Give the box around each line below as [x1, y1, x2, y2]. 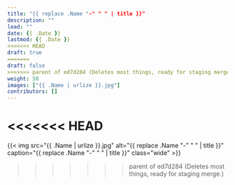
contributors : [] [7, 88, 58, 95]
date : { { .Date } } [7, 29, 61, 37]
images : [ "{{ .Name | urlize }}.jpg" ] [7, 82, 120, 89]
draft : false [7, 62, 45, 69]
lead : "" [7, 23, 33, 30]
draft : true [7, 50, 42, 57]
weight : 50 [7, 75, 39, 82]
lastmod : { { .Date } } [7, 36, 71, 43]
